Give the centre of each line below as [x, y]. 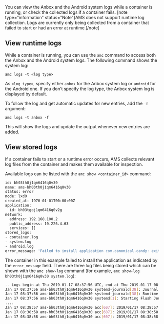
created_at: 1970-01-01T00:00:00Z [40, 201]
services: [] [23, 228]
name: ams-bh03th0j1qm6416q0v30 [38, 187]
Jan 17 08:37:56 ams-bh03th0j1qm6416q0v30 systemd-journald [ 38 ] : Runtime [82, 294]
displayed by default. [26, 94]
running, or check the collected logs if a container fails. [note [66, 12]
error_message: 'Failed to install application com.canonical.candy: [77, 251]
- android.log [20, 246]
